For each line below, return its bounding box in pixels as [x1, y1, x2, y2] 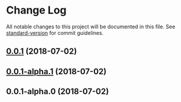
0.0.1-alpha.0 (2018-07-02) [6, 87, 109, 97]
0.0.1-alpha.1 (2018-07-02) [6, 66, 107, 77]
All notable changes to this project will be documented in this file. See [6, 23, 176, 30]
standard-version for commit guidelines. [6, 29, 104, 36]
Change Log [6, 4, 67, 17]
